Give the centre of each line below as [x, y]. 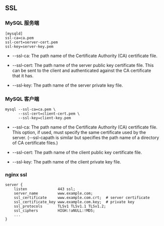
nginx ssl [16, 174]
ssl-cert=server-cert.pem [31, 42]
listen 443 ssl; [45, 189]
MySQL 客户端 [22, 99]
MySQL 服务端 [22, 23]
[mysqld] [14, 33]
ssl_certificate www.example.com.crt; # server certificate [82, 198]
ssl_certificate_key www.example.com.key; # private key [74, 202]
